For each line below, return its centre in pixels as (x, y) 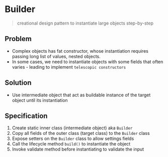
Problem (18, 39)
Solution (18, 83)
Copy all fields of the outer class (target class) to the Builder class (81, 133)
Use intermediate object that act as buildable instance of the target (81, 95)
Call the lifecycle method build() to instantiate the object (71, 144)
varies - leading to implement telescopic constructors (69, 67)
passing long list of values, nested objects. (56, 56)
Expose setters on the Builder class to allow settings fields (73, 138)
